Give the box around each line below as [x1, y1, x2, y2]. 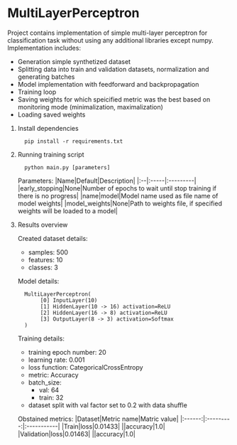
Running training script [17, 150, 84, 159]
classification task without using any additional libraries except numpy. [7, 36, 214, 44]
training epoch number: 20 [28, 348, 106, 356]
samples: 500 [28, 247, 69, 257]
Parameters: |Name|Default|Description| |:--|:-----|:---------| [17, 176, 197, 185]
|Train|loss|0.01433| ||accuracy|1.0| [61, 422, 165, 431]
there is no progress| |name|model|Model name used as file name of [17, 191, 219, 200]
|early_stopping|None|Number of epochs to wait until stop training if [17, 183, 217, 193]
